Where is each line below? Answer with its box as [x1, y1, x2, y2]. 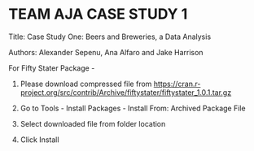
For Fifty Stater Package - [8, 63, 95, 73]
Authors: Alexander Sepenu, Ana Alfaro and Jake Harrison [8, 47, 204, 57]
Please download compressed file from [20, 79, 152, 88]
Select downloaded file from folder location [20, 119, 166, 128]
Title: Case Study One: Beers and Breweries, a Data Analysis [8, 32, 212, 41]
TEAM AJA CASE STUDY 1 [8, 5, 188, 24]
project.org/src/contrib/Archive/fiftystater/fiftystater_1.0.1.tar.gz [20, 87, 232, 97]
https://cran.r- [153, 79, 201, 88]
